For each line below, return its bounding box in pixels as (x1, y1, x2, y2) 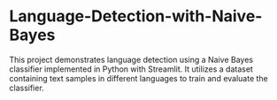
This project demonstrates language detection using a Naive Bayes (9, 54, 254, 65)
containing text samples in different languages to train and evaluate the (9, 73, 268, 83)
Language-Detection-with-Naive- (9, 6, 263, 27)
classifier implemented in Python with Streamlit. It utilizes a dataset (9, 64, 254, 74)
